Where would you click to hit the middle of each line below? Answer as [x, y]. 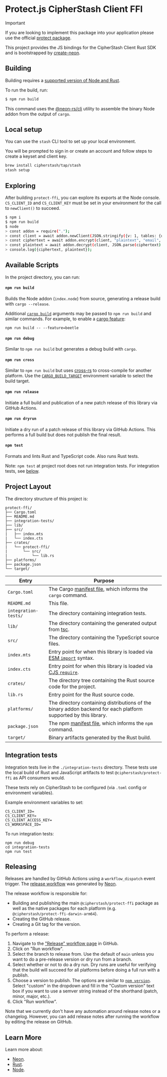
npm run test [19, 851]
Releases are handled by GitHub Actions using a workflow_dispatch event [80, 879]
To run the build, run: [27, 90]
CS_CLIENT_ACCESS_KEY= [29, 820]
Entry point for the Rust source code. [91, 695]
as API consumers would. [39, 778]
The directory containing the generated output [103, 623]
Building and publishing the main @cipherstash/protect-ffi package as [85, 903]
